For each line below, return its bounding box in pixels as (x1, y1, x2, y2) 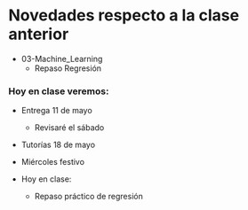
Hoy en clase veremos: (8, 85, 109, 97)
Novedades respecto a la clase (8, 5, 240, 26)
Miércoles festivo (20, 157, 85, 167)
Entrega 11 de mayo (20, 105, 92, 116)
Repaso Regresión (34, 63, 102, 74)
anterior (8, 24, 69, 44)
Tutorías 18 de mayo (20, 139, 95, 151)
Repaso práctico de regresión (34, 191, 143, 202)
